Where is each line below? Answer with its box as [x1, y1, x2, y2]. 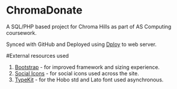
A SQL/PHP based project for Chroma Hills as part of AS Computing [6, 23, 172, 30]
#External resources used [6, 52, 69, 59]
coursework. [6, 29, 37, 36]
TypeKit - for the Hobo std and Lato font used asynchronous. [14, 76, 164, 83]
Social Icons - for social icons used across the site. [14, 70, 139, 77]
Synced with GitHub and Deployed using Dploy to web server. [6, 41, 157, 48]
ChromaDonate [6, 4, 83, 17]
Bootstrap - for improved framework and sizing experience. [14, 63, 160, 71]
